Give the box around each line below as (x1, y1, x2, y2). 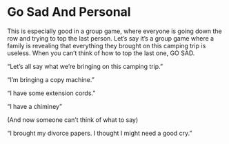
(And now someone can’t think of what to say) (7, 115, 139, 124)
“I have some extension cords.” (7, 89, 96, 97)
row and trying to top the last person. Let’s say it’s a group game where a (7, 34, 215, 42)
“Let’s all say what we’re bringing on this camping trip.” (7, 62, 163, 70)
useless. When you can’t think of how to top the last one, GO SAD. (7, 49, 195, 57)
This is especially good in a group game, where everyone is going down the (7, 27, 222, 35)
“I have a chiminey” (7, 102, 62, 110)
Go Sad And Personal (7, 4, 131, 20)
